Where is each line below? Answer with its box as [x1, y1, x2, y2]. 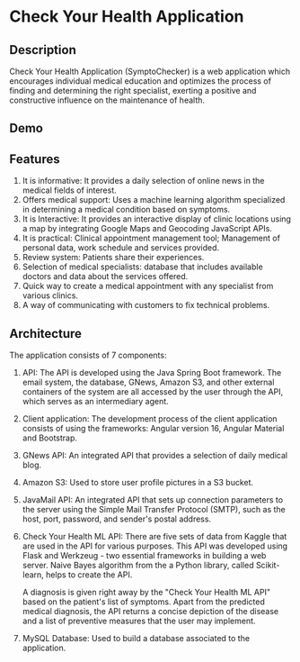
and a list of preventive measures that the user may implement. [22, 615, 256, 627]
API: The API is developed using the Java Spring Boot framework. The [22, 367, 282, 378]
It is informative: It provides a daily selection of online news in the [22, 176, 265, 186]
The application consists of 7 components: [9, 349, 167, 361]
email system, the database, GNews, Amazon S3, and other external [22, 376, 275, 388]
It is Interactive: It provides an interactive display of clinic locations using [22, 213, 292, 224]
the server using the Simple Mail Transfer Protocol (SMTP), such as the [22, 504, 286, 515]
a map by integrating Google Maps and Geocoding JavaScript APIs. [22, 223, 272, 234]
